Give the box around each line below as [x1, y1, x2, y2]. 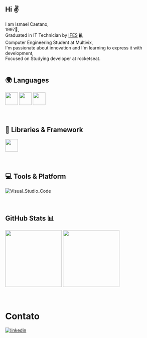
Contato [5, 311, 40, 322]
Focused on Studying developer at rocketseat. [5, 55, 101, 62]
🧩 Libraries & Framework [5, 126, 83, 134]
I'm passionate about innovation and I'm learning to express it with [5, 44, 142, 50]
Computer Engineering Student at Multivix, [5, 39, 93, 45]
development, [5, 50, 34, 56]
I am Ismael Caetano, [5, 21, 49, 27]
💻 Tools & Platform [5, 172, 66, 181]
